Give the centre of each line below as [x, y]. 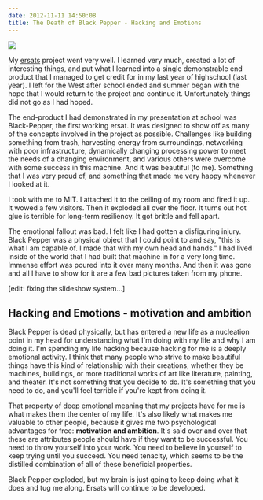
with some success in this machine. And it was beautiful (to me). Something [131, 167]
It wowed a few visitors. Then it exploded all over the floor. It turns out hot [127, 207]
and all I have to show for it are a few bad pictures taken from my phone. [125, 273]
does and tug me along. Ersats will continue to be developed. [107, 488]
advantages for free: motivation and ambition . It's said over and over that [128, 431]
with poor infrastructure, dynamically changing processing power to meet [127, 150]
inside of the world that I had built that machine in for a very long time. [122, 256]
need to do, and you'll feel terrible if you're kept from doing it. [108, 391]
